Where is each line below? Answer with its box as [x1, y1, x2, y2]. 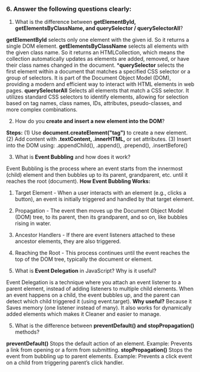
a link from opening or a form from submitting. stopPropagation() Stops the [6, 346, 193, 353]
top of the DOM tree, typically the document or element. [14, 256, 153, 263]
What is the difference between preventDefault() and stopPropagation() [14, 322, 195, 330]
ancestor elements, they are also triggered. [14, 238, 121, 245]
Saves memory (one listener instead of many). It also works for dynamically [6, 304, 192, 312]
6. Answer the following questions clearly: [6, 5, 132, 13]
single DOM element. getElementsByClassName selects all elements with [6, 42, 189, 50]
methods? [14, 328, 40, 336]
